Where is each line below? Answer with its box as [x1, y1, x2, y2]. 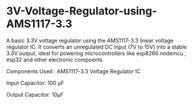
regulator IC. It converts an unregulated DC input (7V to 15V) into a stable [6, 43, 187, 50]
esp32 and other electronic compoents [6, 56, 103, 63]
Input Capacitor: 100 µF [6, 79, 64, 87]
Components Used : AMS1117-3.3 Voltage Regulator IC [6, 67, 141, 75]
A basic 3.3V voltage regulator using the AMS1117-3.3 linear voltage [6, 37, 174, 44]
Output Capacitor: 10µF [6, 91, 64, 98]
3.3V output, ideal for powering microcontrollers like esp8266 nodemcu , [6, 49, 186, 57]
